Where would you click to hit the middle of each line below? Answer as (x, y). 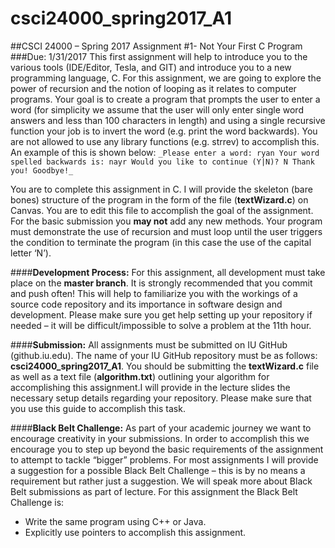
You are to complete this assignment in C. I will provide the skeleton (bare (161, 189)
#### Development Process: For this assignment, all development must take (168, 272)
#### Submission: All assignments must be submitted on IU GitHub (149, 344)
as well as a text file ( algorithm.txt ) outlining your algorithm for (140, 376)
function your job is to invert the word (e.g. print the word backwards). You (164, 131)
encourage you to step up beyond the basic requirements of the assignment (167, 449)
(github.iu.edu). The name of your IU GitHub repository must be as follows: (164, 355)
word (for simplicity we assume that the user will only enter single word (157, 109)
